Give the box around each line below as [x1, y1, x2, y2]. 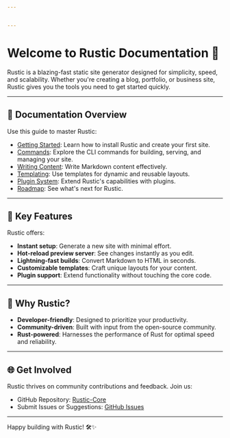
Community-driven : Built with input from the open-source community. [16, 323, 217, 332]
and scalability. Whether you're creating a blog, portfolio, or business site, [7, 75, 216, 83]
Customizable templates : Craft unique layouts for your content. [16, 264, 197, 272]
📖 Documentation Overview [7, 109, 127, 121]
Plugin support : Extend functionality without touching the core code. [16, 271, 212, 279]
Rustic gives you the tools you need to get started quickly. [7, 82, 171, 91]
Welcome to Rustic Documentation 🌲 [7, 45, 220, 60]
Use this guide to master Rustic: [7, 127, 97, 135]
